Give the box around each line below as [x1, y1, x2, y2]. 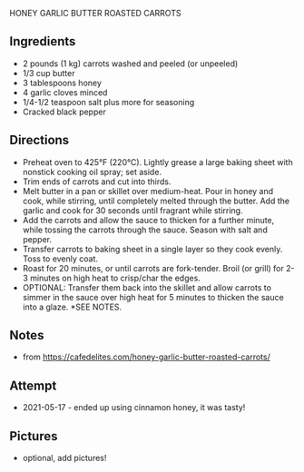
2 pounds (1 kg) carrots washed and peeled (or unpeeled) [22, 58, 239, 69]
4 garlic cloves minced [22, 86, 108, 98]
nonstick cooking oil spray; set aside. [22, 166, 162, 177]
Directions [9, 133, 70, 148]
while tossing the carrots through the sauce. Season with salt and [22, 224, 268, 235]
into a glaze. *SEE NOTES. [22, 301, 123, 312]
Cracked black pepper [22, 106, 106, 117]
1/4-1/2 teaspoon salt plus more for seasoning [22, 96, 195, 107]
